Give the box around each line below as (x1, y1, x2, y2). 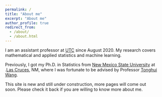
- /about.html (9, 34, 38, 39)
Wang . (5, 72, 18, 78)
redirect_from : (5, 25, 36, 30)
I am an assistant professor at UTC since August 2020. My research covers (5, 47, 156, 53)
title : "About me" (5, 12, 42, 16)
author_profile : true (5, 20, 49, 26)
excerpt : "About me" (5, 16, 47, 21)
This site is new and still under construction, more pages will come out (5, 81, 146, 87)
